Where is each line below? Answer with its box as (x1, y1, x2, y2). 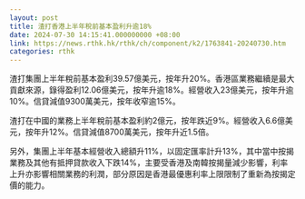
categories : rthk (9, 47, 75, 56)
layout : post (9, 13, 59, 23)
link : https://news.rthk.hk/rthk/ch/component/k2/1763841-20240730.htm (9, 38, 286, 48)
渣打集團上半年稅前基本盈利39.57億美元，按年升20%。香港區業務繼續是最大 (9, 74, 295, 85)
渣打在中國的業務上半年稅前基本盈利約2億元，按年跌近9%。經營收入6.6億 (9, 115, 286, 126)
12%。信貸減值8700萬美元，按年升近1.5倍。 (48, 126, 214, 137)
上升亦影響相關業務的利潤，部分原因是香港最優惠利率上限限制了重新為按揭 (9, 169, 288, 180)
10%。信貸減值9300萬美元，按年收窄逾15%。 (9, 96, 182, 107)
